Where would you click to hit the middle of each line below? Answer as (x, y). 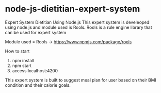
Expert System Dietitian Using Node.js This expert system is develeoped (77, 22)
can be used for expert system (36, 32)
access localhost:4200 (35, 70)
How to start (17, 51)
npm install (23, 60)
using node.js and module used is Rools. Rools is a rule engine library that (79, 27)
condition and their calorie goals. (38, 85)
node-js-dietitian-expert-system (72, 9)
